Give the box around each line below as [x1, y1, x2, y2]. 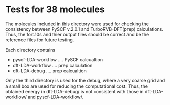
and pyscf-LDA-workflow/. [27, 94, 83, 100]
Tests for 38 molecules [5, 4, 105, 15]
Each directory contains [5, 47, 56, 53]
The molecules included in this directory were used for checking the [5, 20, 150, 27]
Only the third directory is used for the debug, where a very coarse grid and [5, 77, 165, 83]
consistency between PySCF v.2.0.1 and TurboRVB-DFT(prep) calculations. [5, 26, 164, 32]
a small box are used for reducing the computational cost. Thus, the [5, 83, 148, 89]
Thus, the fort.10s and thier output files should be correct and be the [5, 31, 150, 37]
